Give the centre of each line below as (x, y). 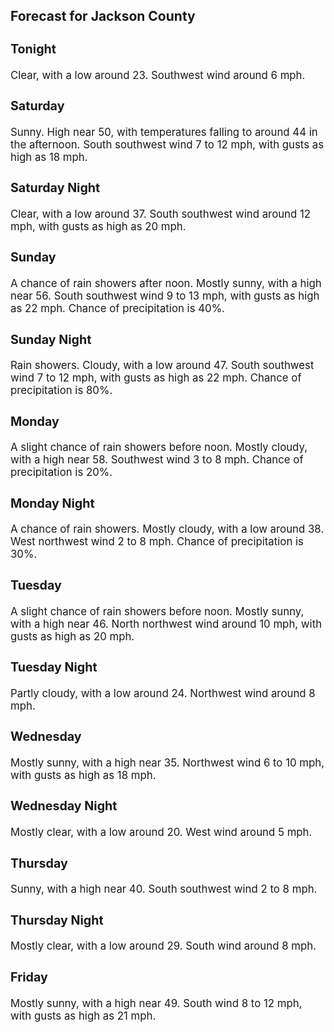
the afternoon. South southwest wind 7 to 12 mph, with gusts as (167, 144)
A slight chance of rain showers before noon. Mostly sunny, (157, 611)
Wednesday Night (64, 806)
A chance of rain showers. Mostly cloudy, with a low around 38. (167, 529)
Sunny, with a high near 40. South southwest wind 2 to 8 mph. (164, 889)
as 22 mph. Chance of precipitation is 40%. (117, 309)
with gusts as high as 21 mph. (83, 1016)
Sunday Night (51, 339)
